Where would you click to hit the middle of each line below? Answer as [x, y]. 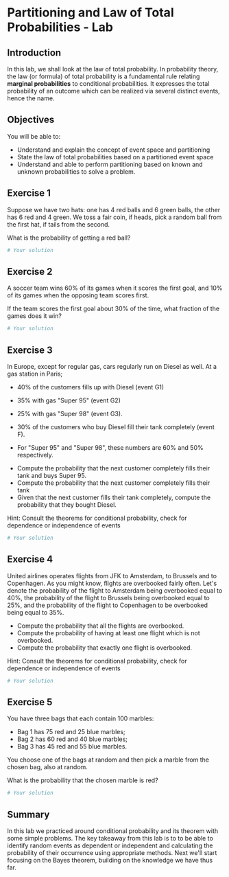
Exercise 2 [30, 272]
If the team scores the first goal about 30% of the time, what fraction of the [113, 309]
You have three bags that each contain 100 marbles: [81, 718]
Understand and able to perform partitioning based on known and [110, 164]
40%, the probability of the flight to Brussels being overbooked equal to [109, 597]
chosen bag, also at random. [47, 767]
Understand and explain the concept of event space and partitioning [113, 150]
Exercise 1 [29, 193]
